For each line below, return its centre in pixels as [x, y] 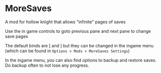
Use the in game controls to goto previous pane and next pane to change [78, 31]
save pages [16, 36]
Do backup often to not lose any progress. [47, 65]
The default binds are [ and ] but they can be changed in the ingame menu [79, 45]
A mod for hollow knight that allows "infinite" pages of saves [65, 22]
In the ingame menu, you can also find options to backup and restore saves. [81, 60]
